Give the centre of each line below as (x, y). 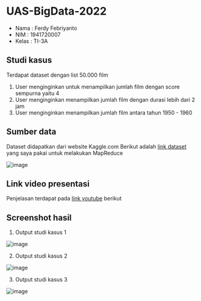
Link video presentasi (48, 184)
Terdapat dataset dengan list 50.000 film (57, 75)
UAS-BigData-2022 (57, 11)
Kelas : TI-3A (31, 41)
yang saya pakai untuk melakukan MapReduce (65, 153)
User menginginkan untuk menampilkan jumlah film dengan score (97, 87)
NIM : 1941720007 (38, 34)
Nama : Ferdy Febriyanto (46, 28)
